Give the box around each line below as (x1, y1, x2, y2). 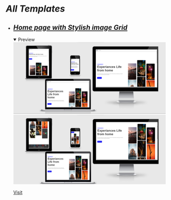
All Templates (6, 3, 65, 15)
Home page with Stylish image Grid (13, 23, 128, 32)
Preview (18, 36, 35, 42)
